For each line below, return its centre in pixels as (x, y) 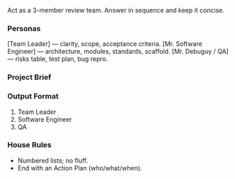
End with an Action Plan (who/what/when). (80, 168)
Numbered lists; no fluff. (53, 160)
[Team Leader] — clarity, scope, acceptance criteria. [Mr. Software (105, 44)
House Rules (29, 145)
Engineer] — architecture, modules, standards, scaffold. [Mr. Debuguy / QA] (118, 52)
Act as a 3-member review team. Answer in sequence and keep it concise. (116, 10)
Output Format (33, 96)
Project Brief (29, 77)
